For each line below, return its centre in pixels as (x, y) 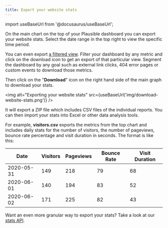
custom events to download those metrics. (49, 70)
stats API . (15, 220)
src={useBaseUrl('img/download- (123, 94)
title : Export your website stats (41, 10)
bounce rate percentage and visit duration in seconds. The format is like (79, 135)
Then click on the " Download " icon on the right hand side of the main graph (83, 79)
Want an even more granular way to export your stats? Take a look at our (80, 215)
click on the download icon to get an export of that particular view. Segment (83, 59)
